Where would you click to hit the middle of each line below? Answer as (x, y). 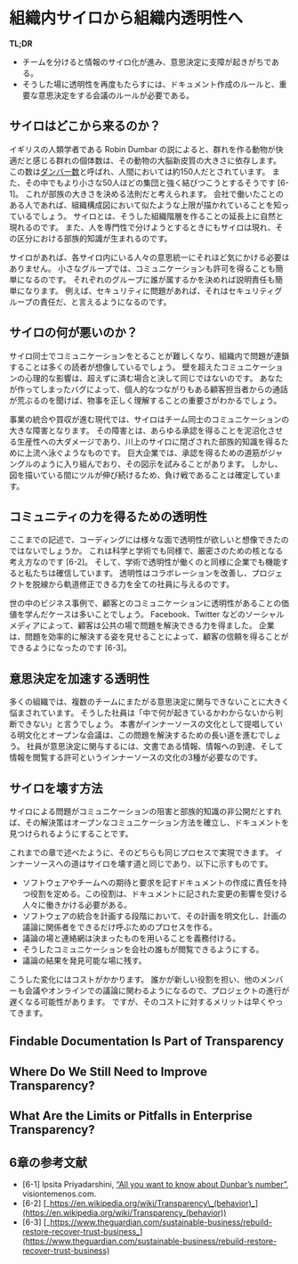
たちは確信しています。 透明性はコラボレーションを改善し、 (142, 573)
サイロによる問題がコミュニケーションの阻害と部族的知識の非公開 (130, 811)
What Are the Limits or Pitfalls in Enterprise (131, 1116)
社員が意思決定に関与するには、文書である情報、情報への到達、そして (155, 746)
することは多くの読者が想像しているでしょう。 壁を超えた (115, 367)
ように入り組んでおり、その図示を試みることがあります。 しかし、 (161, 463)
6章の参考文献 (48, 1162)
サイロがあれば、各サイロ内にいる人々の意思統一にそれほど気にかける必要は (149, 257)
